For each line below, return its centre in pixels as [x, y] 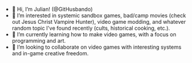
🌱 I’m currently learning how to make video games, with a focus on [94, 34]
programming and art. [39, 41]
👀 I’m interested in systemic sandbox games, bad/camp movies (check [99, 15]
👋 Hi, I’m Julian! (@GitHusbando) [52, 9]
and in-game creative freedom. [50, 53]
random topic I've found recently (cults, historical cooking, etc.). [91, 28]
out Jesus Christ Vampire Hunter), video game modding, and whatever [99, 22]
